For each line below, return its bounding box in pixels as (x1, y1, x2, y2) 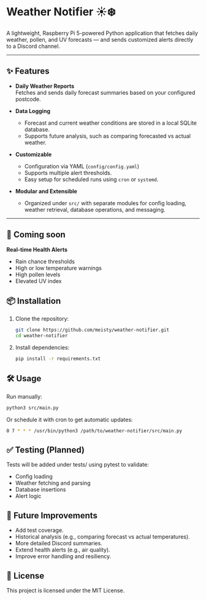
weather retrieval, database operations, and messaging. (24, 206, 166, 213)
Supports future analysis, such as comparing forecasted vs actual (24, 132, 191, 139)
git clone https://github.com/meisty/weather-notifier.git (15, 327, 170, 333)
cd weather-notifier (15, 333, 68, 339)
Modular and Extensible (15, 187, 78, 195)
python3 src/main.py (6, 405, 59, 411)
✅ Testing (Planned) (6, 445, 85, 455)
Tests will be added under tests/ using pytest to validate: (6, 461, 149, 469)
